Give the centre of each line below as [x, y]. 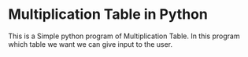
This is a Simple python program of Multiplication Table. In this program [124, 36]
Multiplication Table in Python [108, 14]
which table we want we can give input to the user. [91, 44]
